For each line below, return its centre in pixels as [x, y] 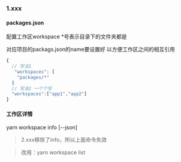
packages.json [25, 23]
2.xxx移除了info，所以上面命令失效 [64, 140]
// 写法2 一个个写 [32, 88]
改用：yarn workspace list [53, 152]
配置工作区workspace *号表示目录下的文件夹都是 [67, 36]
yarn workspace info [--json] [42, 127]
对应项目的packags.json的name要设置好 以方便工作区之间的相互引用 [91, 50]
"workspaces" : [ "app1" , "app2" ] [49, 94]
